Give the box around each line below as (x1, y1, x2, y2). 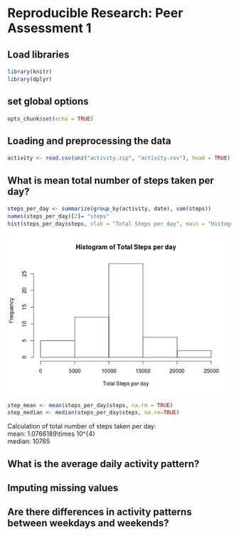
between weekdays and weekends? (7, 517, 169, 530)
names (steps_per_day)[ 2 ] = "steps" (7, 212, 110, 220)
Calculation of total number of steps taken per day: (7, 422, 156, 431)
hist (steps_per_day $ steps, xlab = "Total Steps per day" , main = (7, 220, 205, 227)
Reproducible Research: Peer (7, 5, 184, 21)
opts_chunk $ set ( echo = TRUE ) (7, 115, 94, 122)
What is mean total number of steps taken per (7, 174, 215, 186)
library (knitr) (7, 68, 53, 75)
